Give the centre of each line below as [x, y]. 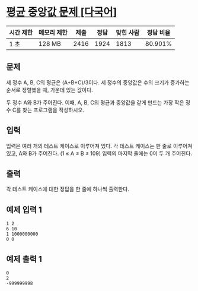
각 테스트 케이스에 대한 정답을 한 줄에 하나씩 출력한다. [68, 189]
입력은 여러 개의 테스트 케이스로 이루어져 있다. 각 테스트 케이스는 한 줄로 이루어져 [99, 145]
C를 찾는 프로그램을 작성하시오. [48, 110]
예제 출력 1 [24, 259]
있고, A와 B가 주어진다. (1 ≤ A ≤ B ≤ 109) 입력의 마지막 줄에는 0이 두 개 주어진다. [99, 153]
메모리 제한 [53, 32]
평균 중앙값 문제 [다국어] [62, 12]
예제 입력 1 [24, 209]
